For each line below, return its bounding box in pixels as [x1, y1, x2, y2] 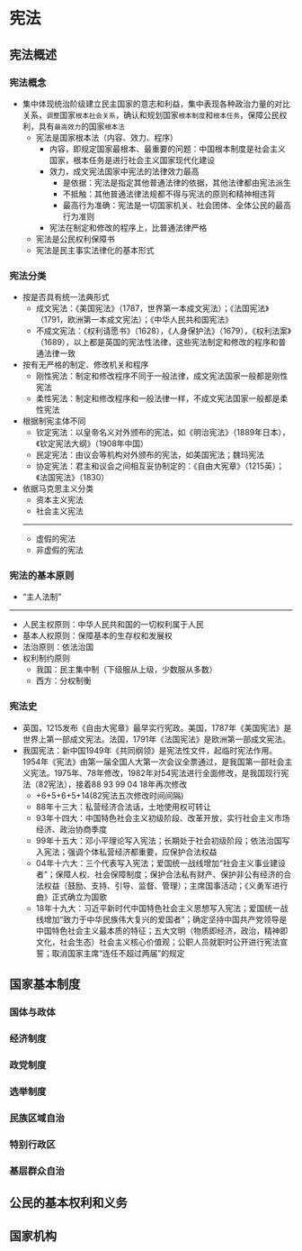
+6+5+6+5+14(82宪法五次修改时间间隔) [35, 790, 184, 800]
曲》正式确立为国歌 [35, 891, 108, 902]
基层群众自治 [9, 1164, 66, 1177]
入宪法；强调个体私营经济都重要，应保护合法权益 [35, 846, 218, 857]
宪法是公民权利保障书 [35, 233, 115, 244]
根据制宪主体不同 [22, 415, 86, 426]
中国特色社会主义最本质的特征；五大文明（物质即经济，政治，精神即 [35, 925, 289, 936]
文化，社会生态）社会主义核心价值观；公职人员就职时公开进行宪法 [35, 936, 280, 947]
